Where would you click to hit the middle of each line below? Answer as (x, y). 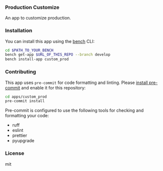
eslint (18, 130)
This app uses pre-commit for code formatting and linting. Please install (77, 83)
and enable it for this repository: (53, 87)
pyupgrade (23, 141)
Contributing (21, 72)
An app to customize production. (38, 18)
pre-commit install (25, 101)
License (15, 153)
